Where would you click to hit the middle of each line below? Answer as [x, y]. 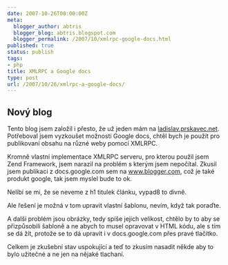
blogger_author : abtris [47, 26]
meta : [15, 20]
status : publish [30, 52]
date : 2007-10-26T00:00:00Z [48, 13]
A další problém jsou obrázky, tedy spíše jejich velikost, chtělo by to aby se [114, 219]
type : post [23, 78]
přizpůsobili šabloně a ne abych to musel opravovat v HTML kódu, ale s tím [114, 226]
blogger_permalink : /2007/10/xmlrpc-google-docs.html [92, 39]
